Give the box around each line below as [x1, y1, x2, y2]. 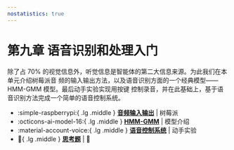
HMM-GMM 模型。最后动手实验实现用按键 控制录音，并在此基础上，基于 [7, 85, 218, 93]
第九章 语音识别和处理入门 [7, 43, 158, 58]
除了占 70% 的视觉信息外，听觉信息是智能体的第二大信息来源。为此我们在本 [7, 67, 228, 76]
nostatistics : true [7, 10, 65, 18]
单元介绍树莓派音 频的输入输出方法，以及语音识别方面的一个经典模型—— [7, 76, 219, 84]
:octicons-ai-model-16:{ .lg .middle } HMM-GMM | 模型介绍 [17, 117, 190, 125]
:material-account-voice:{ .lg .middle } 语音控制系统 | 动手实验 [17, 125, 197, 134]
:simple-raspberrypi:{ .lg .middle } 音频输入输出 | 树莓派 [17, 108, 178, 116]
